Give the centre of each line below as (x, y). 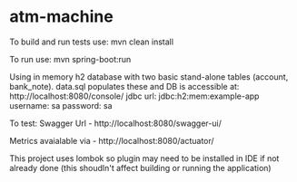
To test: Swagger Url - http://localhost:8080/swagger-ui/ (116, 123)
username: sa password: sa (61, 105)
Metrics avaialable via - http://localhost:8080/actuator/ (112, 140)
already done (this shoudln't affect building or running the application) (140, 168)
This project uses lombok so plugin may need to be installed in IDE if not (144, 158)
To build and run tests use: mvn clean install (92, 42)
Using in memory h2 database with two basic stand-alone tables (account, (149, 77)
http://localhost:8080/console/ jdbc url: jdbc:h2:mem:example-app (134, 96)
